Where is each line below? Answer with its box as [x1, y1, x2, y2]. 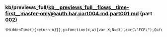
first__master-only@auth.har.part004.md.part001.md [5, 10, 139, 17]
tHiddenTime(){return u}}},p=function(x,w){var [5, 28, 106, 33]
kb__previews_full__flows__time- [48, 4, 129, 11]
